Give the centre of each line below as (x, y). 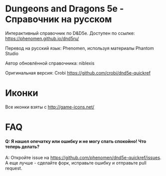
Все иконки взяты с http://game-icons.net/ (50, 107)
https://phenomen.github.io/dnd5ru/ (42, 38)
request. (14, 168)
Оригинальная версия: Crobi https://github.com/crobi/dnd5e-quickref (78, 72)
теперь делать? (22, 146)
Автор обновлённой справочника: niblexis (50, 63)
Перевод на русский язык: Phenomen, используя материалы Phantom (80, 48)
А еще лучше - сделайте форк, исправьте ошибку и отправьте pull (76, 163)
